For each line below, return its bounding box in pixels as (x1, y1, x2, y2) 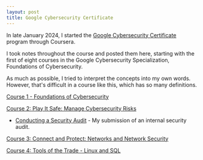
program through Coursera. (6, 38, 76, 45)
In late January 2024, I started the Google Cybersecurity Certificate (6, 31, 177, 38)
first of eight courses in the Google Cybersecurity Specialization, (6, 56, 170, 64)
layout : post (6, 9, 40, 15)
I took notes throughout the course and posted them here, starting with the (6, 49, 194, 57)
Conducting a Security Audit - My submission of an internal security (15, 117, 187, 124)
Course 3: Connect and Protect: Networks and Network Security (6, 135, 169, 142)
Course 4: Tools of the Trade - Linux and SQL (6, 147, 121, 154)
